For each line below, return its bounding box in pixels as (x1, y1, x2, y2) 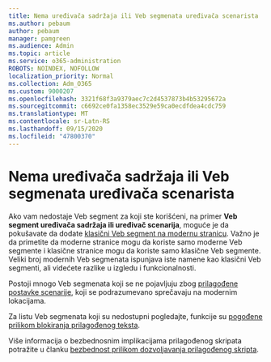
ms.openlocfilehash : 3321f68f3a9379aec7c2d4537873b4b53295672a (8, 95, 227, 103)
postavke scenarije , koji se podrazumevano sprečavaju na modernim (8, 287, 238, 296)
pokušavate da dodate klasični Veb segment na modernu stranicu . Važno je (8, 228, 260, 238)
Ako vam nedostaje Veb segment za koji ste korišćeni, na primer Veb (8, 211, 238, 221)
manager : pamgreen (8, 34, 70, 43)
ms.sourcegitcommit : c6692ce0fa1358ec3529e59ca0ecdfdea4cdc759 (8, 102, 227, 110)
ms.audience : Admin (8, 42, 74, 50)
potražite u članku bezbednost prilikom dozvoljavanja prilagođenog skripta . (8, 344, 259, 354)
